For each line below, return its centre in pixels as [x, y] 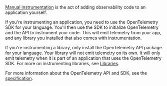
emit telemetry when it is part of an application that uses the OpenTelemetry [83, 58]
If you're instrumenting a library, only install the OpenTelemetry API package [84, 47]
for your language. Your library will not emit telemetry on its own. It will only [83, 53]
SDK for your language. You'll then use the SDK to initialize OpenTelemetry [82, 27]
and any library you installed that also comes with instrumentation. [73, 38]
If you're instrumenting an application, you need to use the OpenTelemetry [82, 22]
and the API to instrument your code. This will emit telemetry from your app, [83, 33]
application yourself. [26, 12]
